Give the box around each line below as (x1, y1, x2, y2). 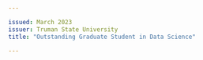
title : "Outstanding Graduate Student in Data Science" (8, 33, 196, 41)
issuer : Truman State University (8, 25, 118, 34)
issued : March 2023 (8, 18, 73, 26)
